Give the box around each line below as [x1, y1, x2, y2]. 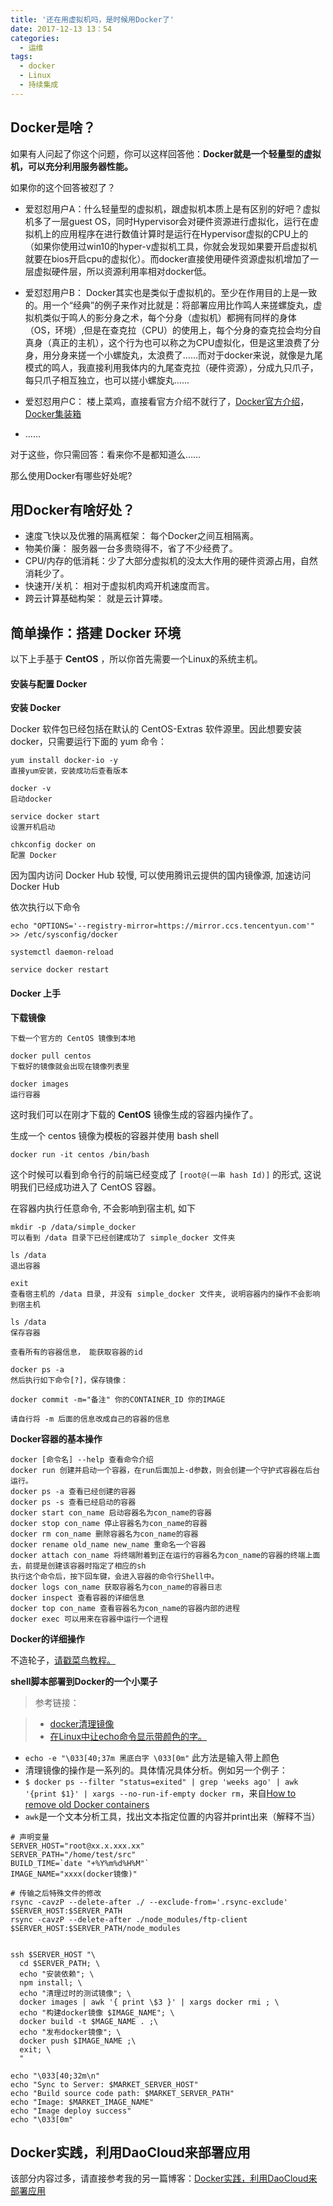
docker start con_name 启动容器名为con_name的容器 [10, 1507, 212, 1518]
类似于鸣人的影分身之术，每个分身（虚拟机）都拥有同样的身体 [42, 311, 297, 323]
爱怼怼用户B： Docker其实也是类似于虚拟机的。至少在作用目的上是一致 [24, 286, 318, 298]
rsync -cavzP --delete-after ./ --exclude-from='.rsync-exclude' [10, 1897, 288, 1907]
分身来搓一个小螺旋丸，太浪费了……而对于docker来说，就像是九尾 [51, 349, 323, 361]
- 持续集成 [19, 80, 59, 90]
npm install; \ [19, 1977, 83, 1988]
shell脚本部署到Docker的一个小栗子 [10, 1675, 158, 1687]
